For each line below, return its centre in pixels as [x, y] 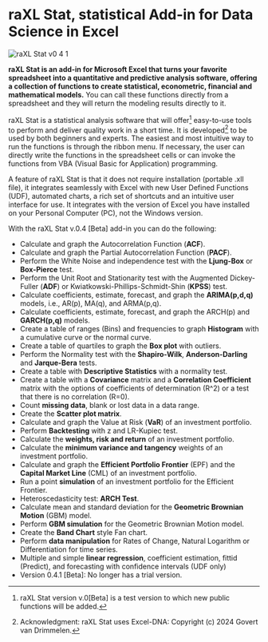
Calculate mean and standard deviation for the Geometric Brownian [132, 507]
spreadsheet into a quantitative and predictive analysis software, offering [133, 77]
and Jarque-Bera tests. [58, 363]
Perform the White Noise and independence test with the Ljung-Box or [136, 261]
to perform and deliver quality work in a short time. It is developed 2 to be [128, 129]
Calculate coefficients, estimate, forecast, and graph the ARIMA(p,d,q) [136, 295]
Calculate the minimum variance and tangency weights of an [121, 448]
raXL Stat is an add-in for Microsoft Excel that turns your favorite [118, 69]
